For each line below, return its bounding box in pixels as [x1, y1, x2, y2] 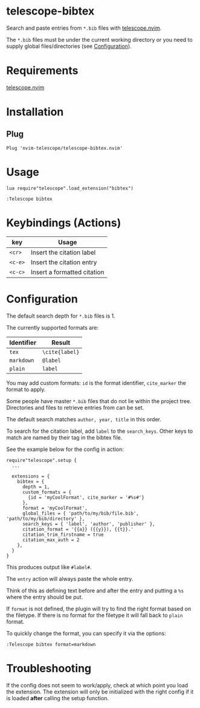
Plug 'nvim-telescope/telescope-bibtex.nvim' [6, 145, 123, 151]
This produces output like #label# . [6, 563, 92, 570]
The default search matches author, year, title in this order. [6, 415, 162, 422]
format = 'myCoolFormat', [22, 505, 88, 511]
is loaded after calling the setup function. [6, 694, 109, 701]
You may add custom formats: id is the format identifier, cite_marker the [6, 379, 186, 386]
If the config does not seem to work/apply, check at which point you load [6, 681, 189, 689]
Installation [6, 105, 64, 119]
